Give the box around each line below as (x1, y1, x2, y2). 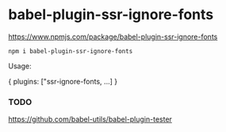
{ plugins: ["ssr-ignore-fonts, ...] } (8, 76, 117, 86)
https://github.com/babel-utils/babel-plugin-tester (8, 115, 173, 124)
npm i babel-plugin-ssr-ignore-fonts (8, 47, 133, 55)
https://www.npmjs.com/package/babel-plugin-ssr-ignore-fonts (8, 32, 218, 41)
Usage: (8, 61, 32, 71)
